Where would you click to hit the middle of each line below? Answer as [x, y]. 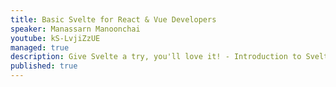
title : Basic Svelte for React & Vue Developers [113, 19]
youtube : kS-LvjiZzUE [55, 38]
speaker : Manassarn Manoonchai [75, 29]
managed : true [40, 47]
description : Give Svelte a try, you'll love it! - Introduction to [156, 57]
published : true [44, 66]
